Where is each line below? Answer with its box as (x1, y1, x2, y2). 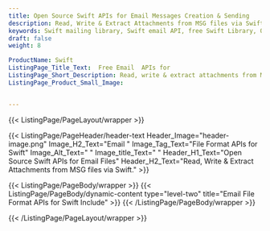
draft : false (8, 34, 52, 43)
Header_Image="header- (146, 130, 230, 140)
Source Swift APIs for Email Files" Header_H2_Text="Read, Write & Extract (8, 156, 254, 166)
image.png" (8, 138, 47, 149)
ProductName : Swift (8, 56, 74, 64)
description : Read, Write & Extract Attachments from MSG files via (8, 19, 243, 27)
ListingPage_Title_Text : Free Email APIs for (8, 64, 171, 72)
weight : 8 (8, 42, 42, 50)
